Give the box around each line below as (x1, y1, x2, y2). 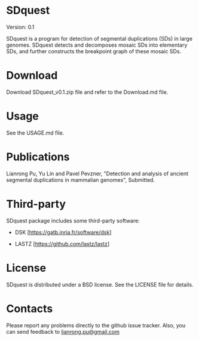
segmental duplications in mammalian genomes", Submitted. (6, 176, 155, 183)
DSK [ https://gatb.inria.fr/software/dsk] (14, 229, 112, 236)
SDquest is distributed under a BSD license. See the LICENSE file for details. (6, 281, 194, 288)
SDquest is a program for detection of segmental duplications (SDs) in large (6, 35, 193, 42)
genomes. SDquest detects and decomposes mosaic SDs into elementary (6, 41, 188, 48)
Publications (6, 150, 70, 163)
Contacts (6, 302, 53, 315)
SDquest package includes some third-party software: (6, 217, 140, 224)
